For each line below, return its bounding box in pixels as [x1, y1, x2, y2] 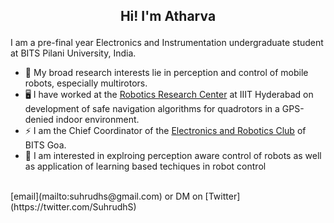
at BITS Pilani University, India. [10, 47, 137, 59]
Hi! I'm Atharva [119, 8, 217, 25]
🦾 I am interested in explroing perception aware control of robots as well [24, 150, 322, 162]
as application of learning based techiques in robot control [24, 160, 267, 173]
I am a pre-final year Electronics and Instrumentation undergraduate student [10, 37, 324, 49]
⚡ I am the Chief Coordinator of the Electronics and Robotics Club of [24, 125, 307, 137]
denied [24, 114, 54, 126]
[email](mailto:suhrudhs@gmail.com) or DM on [10, 190, 203, 203]
